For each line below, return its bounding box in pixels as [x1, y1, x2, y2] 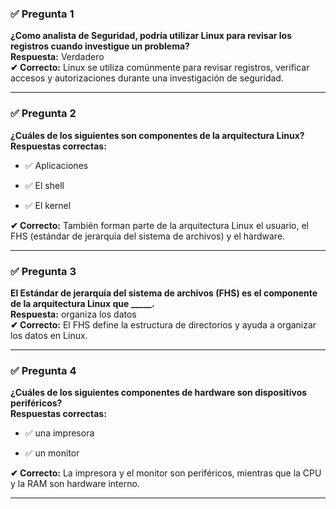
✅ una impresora [24, 427, 95, 439]
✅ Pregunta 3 [10, 264, 77, 278]
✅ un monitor [24, 447, 80, 459]
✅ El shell [24, 179, 65, 191]
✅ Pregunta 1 [10, 7, 75, 21]
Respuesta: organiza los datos [10, 308, 137, 320]
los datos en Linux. [10, 329, 88, 341]
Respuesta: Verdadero [10, 51, 105, 63]
